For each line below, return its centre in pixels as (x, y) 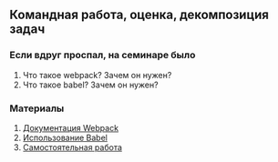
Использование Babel (65, 137)
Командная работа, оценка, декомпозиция (139, 15)
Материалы (37, 108)
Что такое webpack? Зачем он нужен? (97, 75)
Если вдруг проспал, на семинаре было (103, 56)
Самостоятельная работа (72, 147)
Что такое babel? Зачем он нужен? (90, 85)
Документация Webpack (71, 127)
